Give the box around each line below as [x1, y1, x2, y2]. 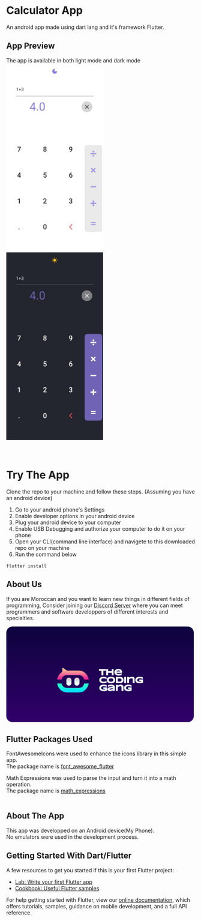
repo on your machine [14, 544, 70, 551]
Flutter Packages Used [6, 734, 93, 744]
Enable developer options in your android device [14, 512, 135, 519]
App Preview [6, 41, 55, 51]
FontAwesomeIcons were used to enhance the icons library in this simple [6, 750, 187, 757]
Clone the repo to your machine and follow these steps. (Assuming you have [6, 488, 195, 495]
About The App [6, 811, 65, 821]
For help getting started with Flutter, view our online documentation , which [6, 896, 191, 904]
